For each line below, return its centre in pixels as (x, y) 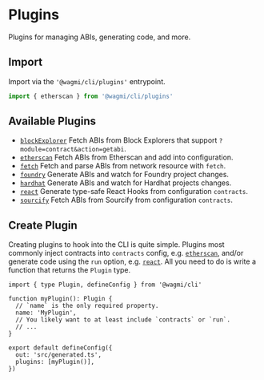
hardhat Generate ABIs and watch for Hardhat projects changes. (126, 183)
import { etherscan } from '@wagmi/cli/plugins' (91, 96)
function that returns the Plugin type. (70, 270)
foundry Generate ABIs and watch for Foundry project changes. (124, 175)
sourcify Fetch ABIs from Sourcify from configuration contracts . (126, 200)
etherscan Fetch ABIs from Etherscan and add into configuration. (126, 157)
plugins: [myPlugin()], (55, 362)
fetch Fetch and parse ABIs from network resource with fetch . (123, 166)
